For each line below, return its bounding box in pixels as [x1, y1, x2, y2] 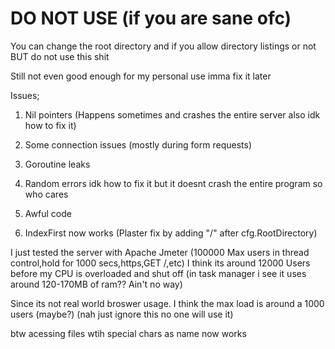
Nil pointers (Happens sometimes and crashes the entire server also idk [24, 108, 321, 121]
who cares [24, 188, 69, 200]
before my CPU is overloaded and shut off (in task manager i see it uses [10, 267, 307, 279]
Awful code [24, 207, 72, 219]
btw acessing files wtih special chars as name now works [10, 327, 247, 339]
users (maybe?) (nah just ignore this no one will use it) [10, 308, 234, 320]
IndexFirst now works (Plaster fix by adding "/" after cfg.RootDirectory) [24, 227, 318, 239]
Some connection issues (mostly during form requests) [24, 138, 252, 151]
